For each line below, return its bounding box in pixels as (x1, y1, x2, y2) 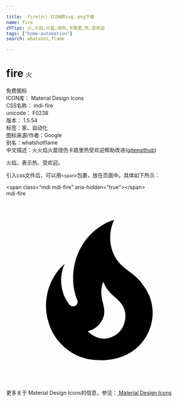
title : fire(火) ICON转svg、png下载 (6, 14, 95, 20)
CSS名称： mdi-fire (6, 102, 53, 109)
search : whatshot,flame (6, 36, 65, 42)
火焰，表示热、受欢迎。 (6, 159, 63, 166)
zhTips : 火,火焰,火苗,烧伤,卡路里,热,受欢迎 (6, 25, 105, 31)
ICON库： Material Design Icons (6, 94, 84, 102)
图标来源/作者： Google (6, 132, 62, 139)
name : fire (6, 19, 33, 26)
